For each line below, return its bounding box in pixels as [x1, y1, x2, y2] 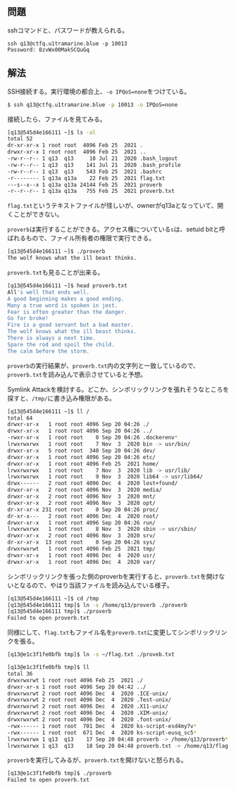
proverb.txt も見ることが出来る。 [7, 268, 104, 276]
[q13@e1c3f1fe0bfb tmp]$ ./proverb [7, 770, 112, 777]
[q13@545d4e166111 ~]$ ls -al [7, 129, 97, 136]
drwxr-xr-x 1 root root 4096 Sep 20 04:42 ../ [7, 683, 147, 691]
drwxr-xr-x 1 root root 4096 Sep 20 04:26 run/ [7, 519, 156, 526]
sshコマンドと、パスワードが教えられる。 [7, 26, 129, 35]
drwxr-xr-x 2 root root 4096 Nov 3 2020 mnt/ [7, 493, 156, 500]
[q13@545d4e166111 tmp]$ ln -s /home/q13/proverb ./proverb [7, 601, 188, 608]
